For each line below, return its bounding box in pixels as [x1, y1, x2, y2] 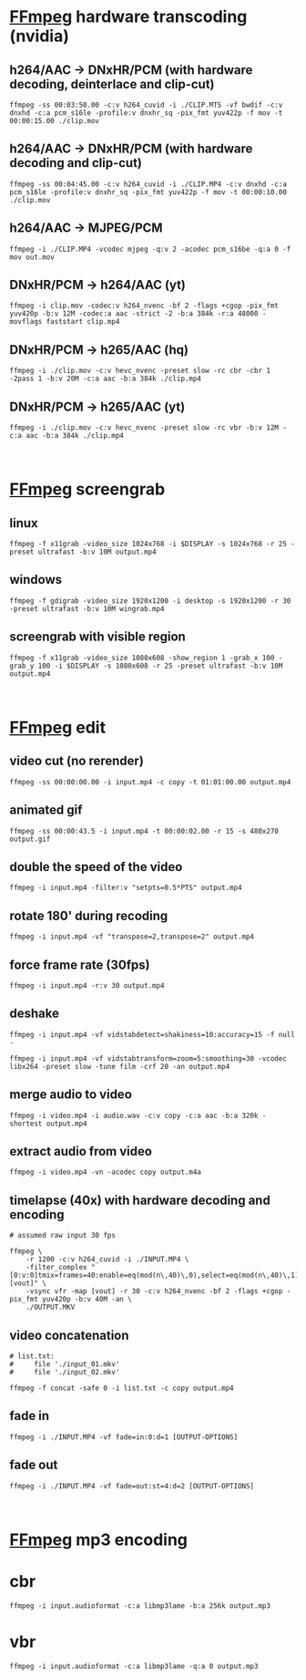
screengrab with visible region [9, 629, 187, 645]
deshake [9, 1006, 59, 1021]
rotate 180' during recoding [9, 907, 168, 923]
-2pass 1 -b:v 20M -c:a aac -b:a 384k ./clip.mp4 [9, 374, 202, 384]
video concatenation [9, 1327, 129, 1343]
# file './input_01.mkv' [9, 1360, 120, 1369]
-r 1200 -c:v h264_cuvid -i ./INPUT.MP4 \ [25, 1255, 189, 1264]
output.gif [9, 835, 51, 844]
